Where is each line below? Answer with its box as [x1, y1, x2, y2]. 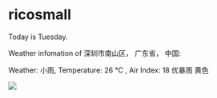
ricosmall [8, 6, 72, 24]
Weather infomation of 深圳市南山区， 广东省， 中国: [8, 48, 182, 57]
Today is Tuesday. [8, 32, 68, 41]
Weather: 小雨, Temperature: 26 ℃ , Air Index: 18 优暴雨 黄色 [8, 65, 209, 75]
